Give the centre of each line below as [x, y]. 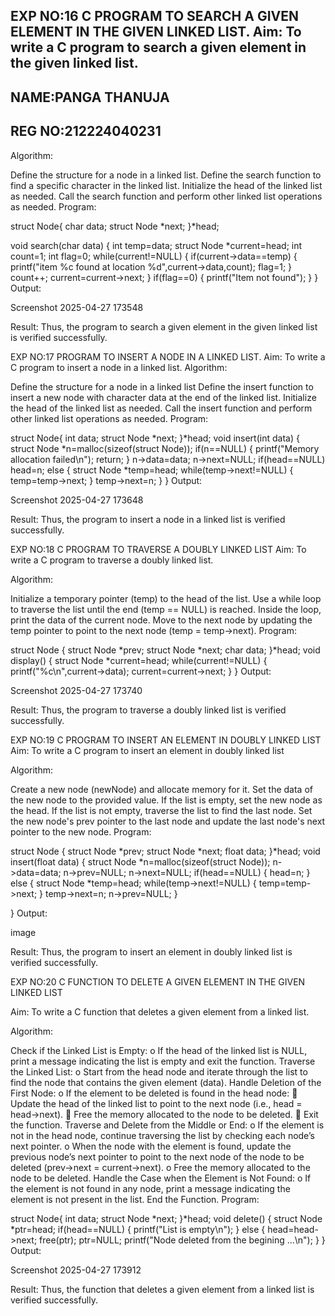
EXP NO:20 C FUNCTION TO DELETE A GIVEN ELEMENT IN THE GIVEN [158, 981]
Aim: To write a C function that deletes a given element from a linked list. [160, 1011]
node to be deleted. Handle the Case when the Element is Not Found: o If [161, 1178]
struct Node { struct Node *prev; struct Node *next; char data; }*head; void [165, 650]
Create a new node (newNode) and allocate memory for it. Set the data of [161, 789]
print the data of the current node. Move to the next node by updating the [161, 620]
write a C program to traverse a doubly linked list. [112, 560]
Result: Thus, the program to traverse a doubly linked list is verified [148, 710]
